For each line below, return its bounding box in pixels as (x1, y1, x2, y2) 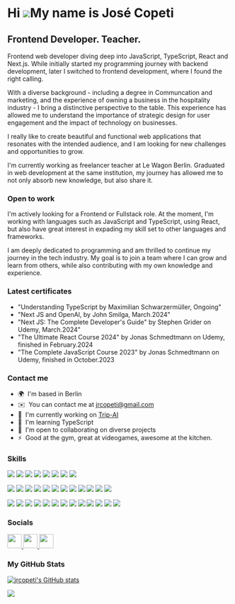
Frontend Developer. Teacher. (7, 33, 142, 45)
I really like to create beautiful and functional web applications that (7, 133, 202, 140)
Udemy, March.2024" (17, 325, 81, 334)
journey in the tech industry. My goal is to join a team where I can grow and (7, 254, 227, 262)
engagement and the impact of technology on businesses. (7, 118, 178, 127)
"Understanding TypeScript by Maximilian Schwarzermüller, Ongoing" (17, 303, 222, 311)
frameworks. (7, 233, 45, 241)
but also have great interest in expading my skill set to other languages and (7, 225, 227, 233)
